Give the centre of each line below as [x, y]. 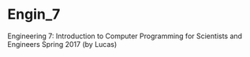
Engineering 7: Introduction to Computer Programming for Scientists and [125, 36]
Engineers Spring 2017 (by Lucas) [62, 44]
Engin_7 [34, 14]
